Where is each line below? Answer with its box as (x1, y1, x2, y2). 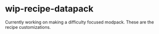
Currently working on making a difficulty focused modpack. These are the (5, 19, 154, 25)
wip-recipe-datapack (5, 3, 94, 14)
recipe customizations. (5, 24, 51, 30)
